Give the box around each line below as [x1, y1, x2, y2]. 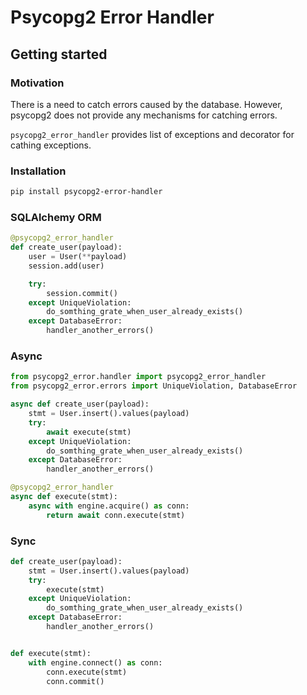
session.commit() [46, 288, 118, 298]
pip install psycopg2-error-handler [10, 187, 163, 197]
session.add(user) [28, 261, 105, 271]
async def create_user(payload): [10, 399, 150, 410]
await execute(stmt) [46, 427, 132, 437]
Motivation [10, 76, 65, 90]
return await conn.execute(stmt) [46, 510, 186, 520]
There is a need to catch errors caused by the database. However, [10, 98, 283, 110]
